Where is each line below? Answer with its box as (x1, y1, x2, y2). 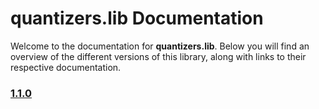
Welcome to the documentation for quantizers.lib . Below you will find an (10, 40, 310, 52)
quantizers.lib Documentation (10, 7, 264, 30)
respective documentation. (10, 61, 122, 73)
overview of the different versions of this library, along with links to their (10, 50, 307, 62)
